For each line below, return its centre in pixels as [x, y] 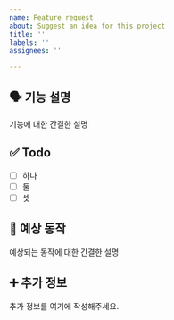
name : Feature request [51, 17]
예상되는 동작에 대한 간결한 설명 [64, 252]
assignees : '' [36, 51]
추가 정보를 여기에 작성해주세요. [64, 306]
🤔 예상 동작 [38, 229]
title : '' [28, 34]
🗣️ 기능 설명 [40, 97]
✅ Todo [30, 153]
